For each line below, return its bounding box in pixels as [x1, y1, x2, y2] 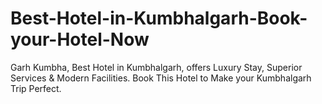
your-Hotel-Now [10, 28, 150, 51]
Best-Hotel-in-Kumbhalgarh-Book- [10, 7, 308, 30]
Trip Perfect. [10, 82, 62, 94]
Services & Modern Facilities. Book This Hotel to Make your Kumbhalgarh [10, 72, 312, 84]
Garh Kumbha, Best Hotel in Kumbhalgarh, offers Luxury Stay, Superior [10, 61, 303, 73]
